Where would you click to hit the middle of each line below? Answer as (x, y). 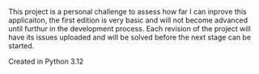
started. (21, 46)
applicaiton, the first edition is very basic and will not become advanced (128, 20)
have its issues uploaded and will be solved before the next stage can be (130, 37)
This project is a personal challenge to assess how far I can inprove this (127, 12)
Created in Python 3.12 (46, 61)
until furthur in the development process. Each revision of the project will (129, 29)
